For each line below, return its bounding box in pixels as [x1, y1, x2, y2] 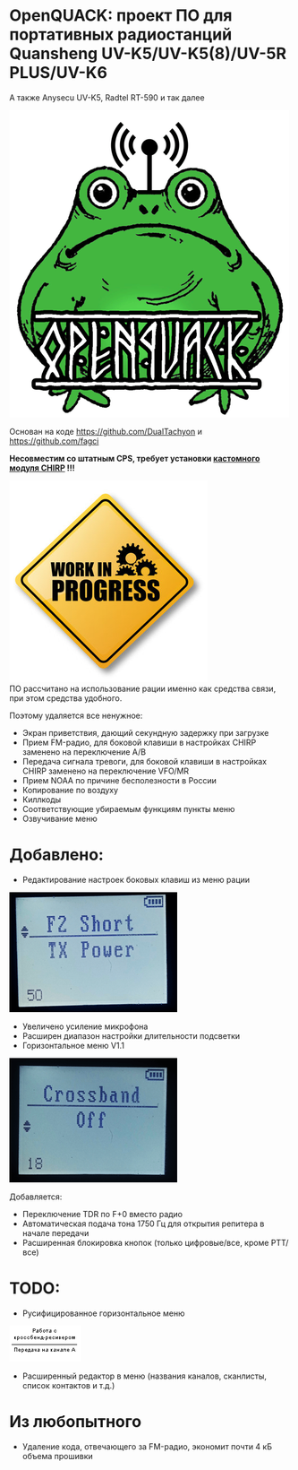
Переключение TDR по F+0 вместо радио [21, 1208, 183, 1219]
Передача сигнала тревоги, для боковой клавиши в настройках [21, 756, 267, 766]
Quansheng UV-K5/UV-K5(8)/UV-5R [9, 44, 287, 64]
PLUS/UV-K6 [9, 63, 107, 83]
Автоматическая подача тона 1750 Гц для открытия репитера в [21, 1218, 265, 1229]
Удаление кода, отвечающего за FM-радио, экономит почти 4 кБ [21, 1440, 273, 1452]
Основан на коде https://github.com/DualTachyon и [9, 426, 203, 437]
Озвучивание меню [21, 813, 98, 824]
